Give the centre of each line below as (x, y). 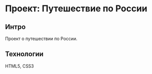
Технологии (24, 54)
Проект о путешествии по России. (41, 38)
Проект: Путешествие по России (76, 9)
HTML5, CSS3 (19, 66)
